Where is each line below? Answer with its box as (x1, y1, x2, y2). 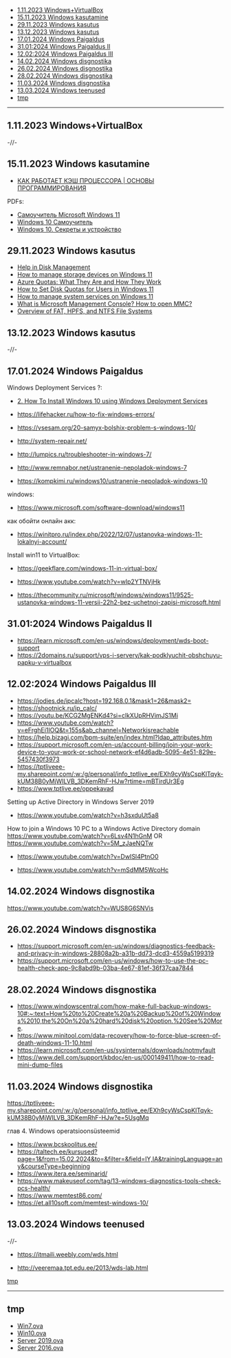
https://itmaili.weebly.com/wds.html (16, 1250, 118, 1258)
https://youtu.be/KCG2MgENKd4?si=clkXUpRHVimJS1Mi (16, 711, 179, 719)
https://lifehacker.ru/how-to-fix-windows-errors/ (16, 410, 155, 418)
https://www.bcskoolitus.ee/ (16, 1140, 98, 1148)
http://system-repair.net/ (16, 437, 87, 445)
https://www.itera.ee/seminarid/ (16, 1169, 108, 1178)
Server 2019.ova (16, 1336, 64, 1344)
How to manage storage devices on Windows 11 (16, 270, 153, 279)
